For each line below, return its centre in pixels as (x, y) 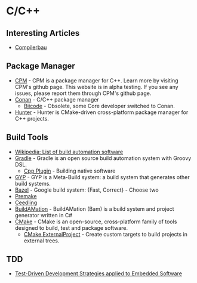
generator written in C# (44, 215)
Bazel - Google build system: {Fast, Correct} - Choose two (87, 190)
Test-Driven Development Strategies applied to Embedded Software (98, 273)
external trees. (41, 241)
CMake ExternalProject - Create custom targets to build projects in (106, 234)
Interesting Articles (43, 33)
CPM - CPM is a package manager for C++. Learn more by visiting (96, 80)
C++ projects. (32, 118)
